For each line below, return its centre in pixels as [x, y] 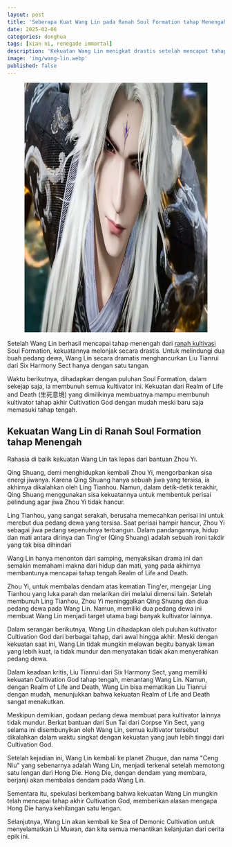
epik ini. [18, 836]
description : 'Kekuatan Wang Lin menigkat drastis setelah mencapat [108, 51]
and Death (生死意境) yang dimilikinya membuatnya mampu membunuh [108, 394]
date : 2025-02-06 [32, 29]
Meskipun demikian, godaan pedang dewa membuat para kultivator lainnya [114, 715]
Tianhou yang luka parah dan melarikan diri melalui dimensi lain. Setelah [110, 593]
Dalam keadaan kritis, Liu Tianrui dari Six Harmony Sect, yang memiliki [107, 672]
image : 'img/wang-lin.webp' [48, 59]
